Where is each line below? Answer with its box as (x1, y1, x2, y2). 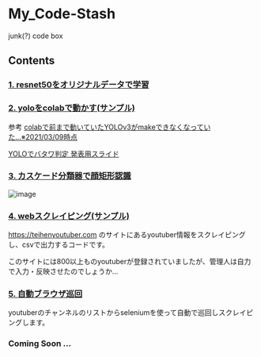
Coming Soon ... (8, 338, 72, 349)
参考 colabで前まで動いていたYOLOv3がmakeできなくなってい (8, 122, 211, 132)
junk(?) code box (8, 31, 63, 40)
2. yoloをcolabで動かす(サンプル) (8, 102, 136, 113)
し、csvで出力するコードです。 (8, 240, 109, 250)
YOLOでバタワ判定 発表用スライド (8, 148, 119, 159)
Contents (8, 54, 55, 67)
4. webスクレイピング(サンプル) (8, 210, 130, 221)
